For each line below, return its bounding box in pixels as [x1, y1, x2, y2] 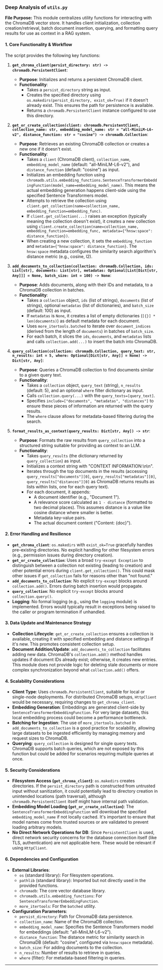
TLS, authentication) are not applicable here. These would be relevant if [12, 840, 156, 846]
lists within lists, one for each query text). [26, 484, 109, 489]
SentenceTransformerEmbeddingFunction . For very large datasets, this [12, 710, 149, 715]
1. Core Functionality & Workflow [5, 41, 72, 47]
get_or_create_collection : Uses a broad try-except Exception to [12, 557, 144, 563]
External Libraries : [12, 867, 50, 873]
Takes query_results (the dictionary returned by [26, 452, 123, 458]
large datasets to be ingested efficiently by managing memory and [12, 730, 145, 736]
